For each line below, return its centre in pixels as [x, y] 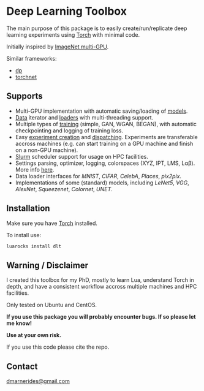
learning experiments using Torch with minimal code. [73, 34]
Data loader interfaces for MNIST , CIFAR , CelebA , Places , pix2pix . [98, 176]
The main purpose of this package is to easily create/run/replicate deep [97, 28]
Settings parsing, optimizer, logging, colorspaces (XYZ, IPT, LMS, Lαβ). [105, 163]
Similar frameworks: [32, 58]
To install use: [24, 235]
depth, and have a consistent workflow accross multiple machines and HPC [102, 287]
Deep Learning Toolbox [67, 11]
